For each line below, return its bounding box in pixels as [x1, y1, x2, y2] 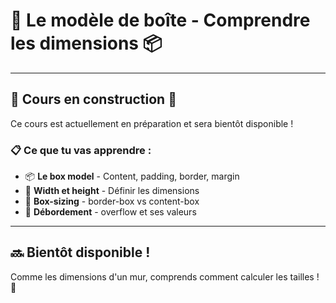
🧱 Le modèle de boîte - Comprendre [10, 9, 311, 32]
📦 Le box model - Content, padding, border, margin [24, 170, 240, 183]
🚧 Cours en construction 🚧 [10, 91, 177, 108]
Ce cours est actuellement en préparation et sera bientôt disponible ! [10, 117, 294, 129]
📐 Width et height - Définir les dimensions [24, 185, 200, 197]
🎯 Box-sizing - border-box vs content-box [24, 195, 200, 208]
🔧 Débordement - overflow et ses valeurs [24, 206, 197, 218]
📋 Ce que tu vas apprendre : [10, 143, 152, 157]
